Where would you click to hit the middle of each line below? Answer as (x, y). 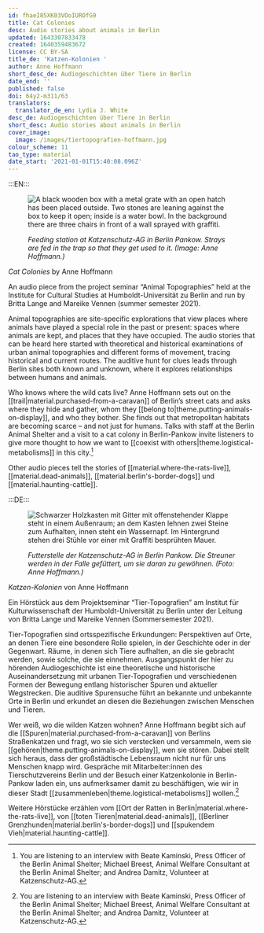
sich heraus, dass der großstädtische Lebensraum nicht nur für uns (117, 758)
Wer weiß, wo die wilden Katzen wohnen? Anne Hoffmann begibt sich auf (127, 725)
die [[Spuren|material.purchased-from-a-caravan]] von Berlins (109, 733)
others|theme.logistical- (215, 443)
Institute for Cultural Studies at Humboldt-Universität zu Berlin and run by (127, 295)
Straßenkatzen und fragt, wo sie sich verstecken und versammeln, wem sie (130, 741)
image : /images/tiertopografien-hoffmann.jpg (91, 140)
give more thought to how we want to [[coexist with (92, 443)
